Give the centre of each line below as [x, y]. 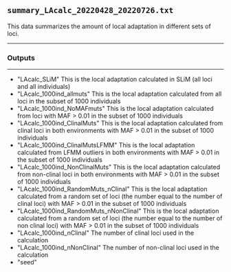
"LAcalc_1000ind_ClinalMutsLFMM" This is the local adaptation [106, 145]
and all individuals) [44, 87]
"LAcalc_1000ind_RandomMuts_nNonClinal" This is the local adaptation [118, 211]
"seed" [27, 262]
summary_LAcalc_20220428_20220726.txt [90, 11]
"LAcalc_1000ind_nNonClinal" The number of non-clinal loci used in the [118, 248]
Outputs [21, 58]
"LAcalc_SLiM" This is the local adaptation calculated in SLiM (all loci [115, 79]
